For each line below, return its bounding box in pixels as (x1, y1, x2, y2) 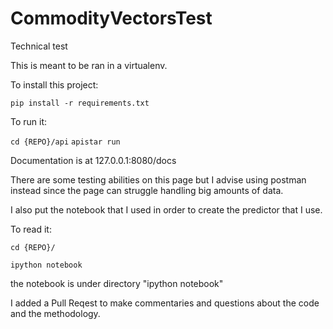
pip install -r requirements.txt (10, 98, 150, 108)
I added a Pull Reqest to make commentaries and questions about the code (10, 297, 320, 309)
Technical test (10, 40, 68, 52)
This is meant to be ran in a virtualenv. (10, 59, 168, 71)
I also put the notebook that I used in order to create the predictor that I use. (10, 203, 323, 216)
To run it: (10, 115, 48, 127)
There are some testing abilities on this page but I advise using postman (10, 173, 307, 186)
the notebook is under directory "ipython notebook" (10, 277, 224, 289)
